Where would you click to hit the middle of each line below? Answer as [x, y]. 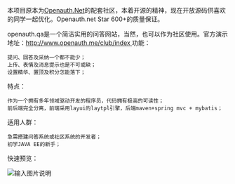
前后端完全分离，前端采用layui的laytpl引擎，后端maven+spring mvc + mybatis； [115, 108]
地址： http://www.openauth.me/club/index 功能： [79, 43]
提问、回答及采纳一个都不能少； [47, 58]
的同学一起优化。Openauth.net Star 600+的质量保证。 [86, 19]
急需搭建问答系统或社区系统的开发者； [54, 137]
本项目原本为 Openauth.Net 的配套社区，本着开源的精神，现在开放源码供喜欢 [117, 10]
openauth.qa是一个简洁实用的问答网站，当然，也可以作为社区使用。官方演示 [117, 34]
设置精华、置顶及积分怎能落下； [47, 72]
